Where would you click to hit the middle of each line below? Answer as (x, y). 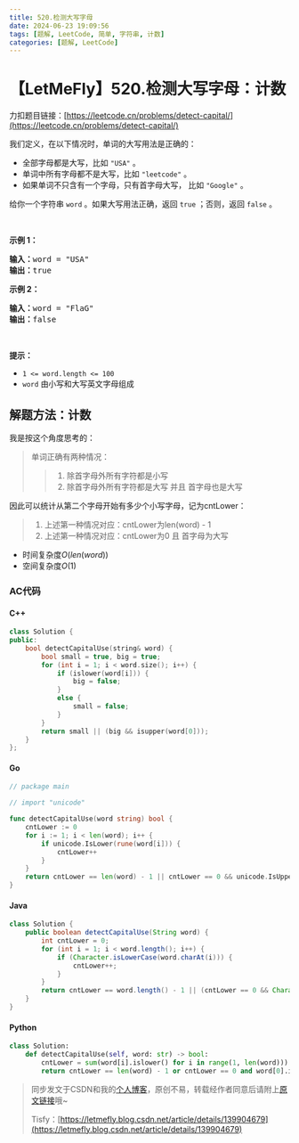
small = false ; (101, 706)
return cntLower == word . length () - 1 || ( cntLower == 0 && (155, 991)
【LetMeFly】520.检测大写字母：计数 (148, 89)
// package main (39, 787)
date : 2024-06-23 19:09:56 (59, 26)
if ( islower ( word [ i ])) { (103, 674)
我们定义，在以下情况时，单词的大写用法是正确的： (103, 144)
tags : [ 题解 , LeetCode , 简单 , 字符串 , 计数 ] (87, 34)
